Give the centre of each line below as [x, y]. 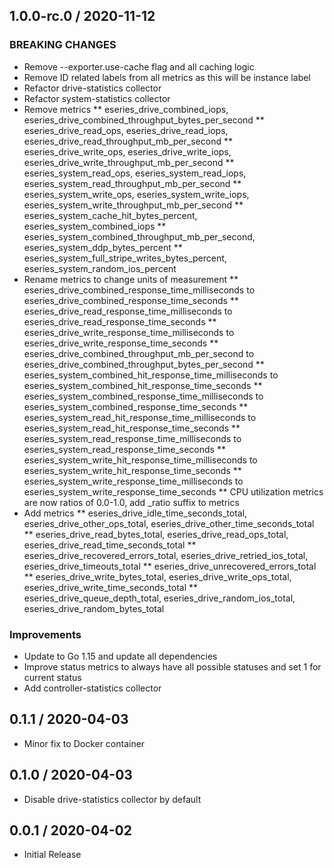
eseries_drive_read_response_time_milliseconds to [128, 311]
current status [52, 677]
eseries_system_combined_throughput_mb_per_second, [139, 236]
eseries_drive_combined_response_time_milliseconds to [139, 290]
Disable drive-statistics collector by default [112, 799]
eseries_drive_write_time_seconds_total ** [111, 587]
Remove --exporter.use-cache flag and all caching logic [139, 66]
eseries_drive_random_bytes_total [94, 608]
